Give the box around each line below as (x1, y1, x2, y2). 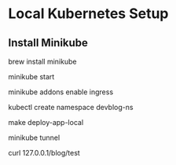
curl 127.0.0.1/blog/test (8, 148, 80, 157)
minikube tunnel (8, 133, 60, 142)
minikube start (8, 72, 55, 81)
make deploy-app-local (8, 118, 84, 126)
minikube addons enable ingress (8, 87, 114, 97)
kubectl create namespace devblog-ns (8, 103, 134, 112)
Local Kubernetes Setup (8, 5, 169, 23)
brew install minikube (8, 57, 77, 66)
